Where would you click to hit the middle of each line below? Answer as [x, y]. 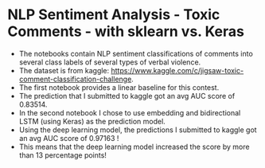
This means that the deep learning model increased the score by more [134, 147]
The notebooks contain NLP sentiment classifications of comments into [136, 53]
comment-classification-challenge [75, 79]
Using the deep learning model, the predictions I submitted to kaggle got [138, 130]
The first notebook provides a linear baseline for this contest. [119, 87]
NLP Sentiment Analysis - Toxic [114, 15]
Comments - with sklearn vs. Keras [126, 31]
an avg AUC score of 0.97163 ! [69, 138]
